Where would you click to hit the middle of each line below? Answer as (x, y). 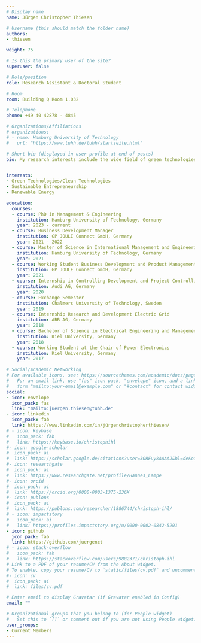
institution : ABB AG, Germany (55, 320)
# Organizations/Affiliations (44, 126)
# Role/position (26, 77)
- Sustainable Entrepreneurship (46, 187)
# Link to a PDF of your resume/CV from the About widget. (81, 564)
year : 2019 (31, 309)
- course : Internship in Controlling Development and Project (91, 281)
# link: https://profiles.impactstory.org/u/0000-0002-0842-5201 (92, 525)
